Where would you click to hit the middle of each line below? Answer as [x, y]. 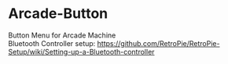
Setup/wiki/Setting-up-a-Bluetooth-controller [81, 52]
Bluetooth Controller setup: [52, 43]
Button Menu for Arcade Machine [62, 35]
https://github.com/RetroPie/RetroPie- [158, 43]
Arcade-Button [58, 14]
